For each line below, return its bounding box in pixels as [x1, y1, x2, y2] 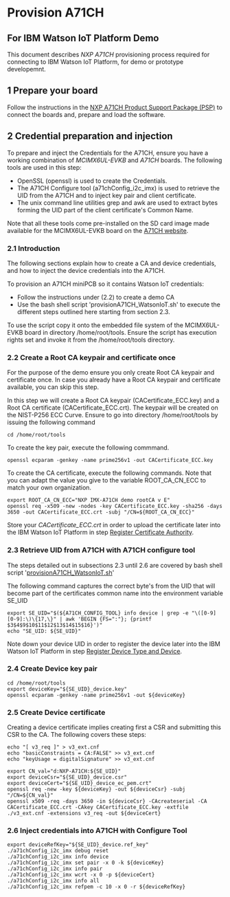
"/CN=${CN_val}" [7, 792, 54, 799]
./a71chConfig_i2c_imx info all [7, 878, 100, 885]
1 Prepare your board [7, 85, 98, 97]
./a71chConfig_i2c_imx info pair [7, 865, 103, 872]
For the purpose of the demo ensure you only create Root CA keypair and [7, 368, 215, 377]
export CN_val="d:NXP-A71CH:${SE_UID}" [7, 768, 122, 775]
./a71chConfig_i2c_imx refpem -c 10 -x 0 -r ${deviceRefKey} [7, 883, 186, 891]
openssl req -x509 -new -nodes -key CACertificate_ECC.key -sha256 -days [7, 503, 223, 510]
